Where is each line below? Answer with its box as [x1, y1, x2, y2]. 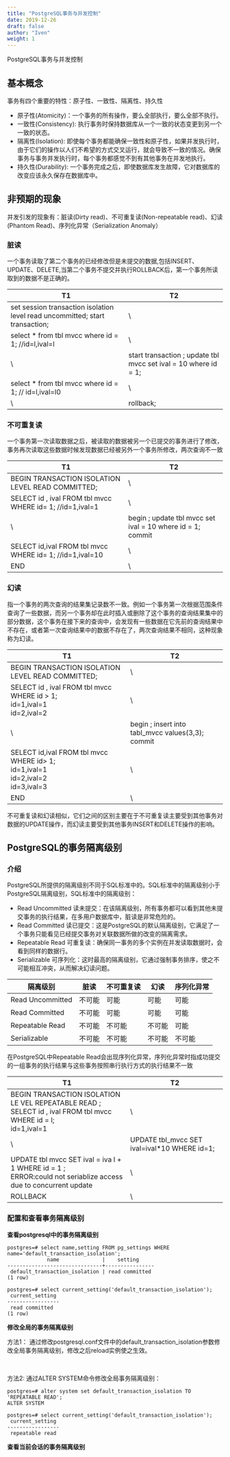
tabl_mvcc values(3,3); [129, 727, 204, 737]
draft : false [7, 23, 44, 29]
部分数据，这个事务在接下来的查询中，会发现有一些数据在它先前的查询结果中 [7, 617, 223, 625]
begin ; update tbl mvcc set [128, 514, 216, 523]
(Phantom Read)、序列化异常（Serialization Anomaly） [7, 221, 162, 230]
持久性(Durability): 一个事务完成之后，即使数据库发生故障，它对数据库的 [16, 162, 220, 171]
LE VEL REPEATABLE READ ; [10, 1098, 101, 1108]
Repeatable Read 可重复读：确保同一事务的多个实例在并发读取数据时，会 [16, 939, 223, 947]
